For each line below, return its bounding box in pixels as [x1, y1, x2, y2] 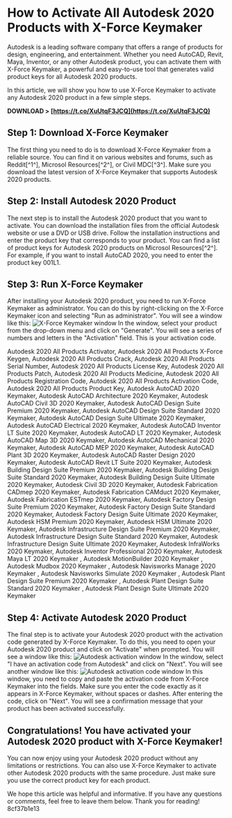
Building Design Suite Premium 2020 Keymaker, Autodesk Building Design [7, 465, 219, 474]
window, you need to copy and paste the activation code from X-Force [7, 674, 209, 684]
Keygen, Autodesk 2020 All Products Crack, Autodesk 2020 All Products [7, 355, 215, 363]
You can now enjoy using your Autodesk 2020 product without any [7, 754, 199, 762]
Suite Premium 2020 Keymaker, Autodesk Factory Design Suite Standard [7, 503, 215, 511]
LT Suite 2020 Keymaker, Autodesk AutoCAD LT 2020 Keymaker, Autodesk [7, 429, 222, 437]
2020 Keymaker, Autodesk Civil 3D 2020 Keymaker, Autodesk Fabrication [7, 481, 218, 489]
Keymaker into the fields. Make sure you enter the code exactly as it [7, 682, 201, 690]
